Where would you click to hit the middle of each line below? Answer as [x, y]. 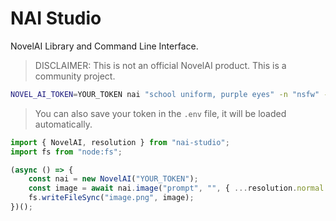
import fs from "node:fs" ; [66, 152]
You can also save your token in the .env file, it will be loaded [160, 113]
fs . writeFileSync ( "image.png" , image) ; [111, 198]
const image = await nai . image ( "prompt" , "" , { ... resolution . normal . [178, 188]
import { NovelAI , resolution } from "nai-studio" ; [120, 142]
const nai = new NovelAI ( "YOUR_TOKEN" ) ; [113, 179]
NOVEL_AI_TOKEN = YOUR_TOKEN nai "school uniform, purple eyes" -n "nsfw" [165, 94]
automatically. [63, 124]
